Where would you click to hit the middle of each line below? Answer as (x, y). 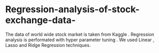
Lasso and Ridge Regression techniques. (48, 45)
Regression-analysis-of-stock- (73, 9)
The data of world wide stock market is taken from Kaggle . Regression (80, 34)
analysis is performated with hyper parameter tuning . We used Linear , (80, 40)
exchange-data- (41, 20)
